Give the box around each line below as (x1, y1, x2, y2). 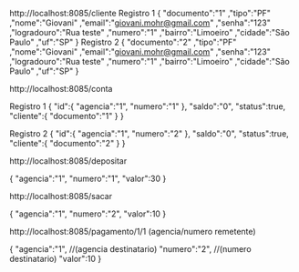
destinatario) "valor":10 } (9, 254, 102, 264)
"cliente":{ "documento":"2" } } (9, 138, 126, 148)
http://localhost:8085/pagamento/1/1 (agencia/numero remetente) (9, 227, 257, 237)
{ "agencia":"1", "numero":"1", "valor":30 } (9, 173, 167, 184)
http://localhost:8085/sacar (9, 191, 113, 201)
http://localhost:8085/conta (9, 84, 113, 94)
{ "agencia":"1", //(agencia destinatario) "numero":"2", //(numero (9, 244, 253, 254)
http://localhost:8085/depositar (9, 156, 128, 166)
